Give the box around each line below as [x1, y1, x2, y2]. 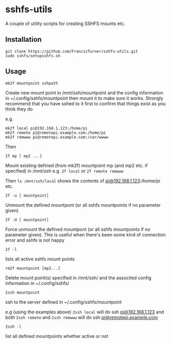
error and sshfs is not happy [5, 237, 65, 243]
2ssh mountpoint [5, 290, 40, 295]
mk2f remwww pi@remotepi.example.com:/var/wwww [5, 134, 109, 140]
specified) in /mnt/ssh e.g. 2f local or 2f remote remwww [5, 167, 124, 174]
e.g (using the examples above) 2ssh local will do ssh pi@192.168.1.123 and [5, 309, 164, 315]
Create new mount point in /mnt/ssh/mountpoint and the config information [5, 89, 163, 95]
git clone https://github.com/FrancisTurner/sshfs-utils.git [5, 48, 138, 54]
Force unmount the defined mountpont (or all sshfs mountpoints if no [5, 226, 151, 232]
